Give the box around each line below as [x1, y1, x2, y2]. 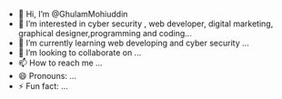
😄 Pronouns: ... [17, 71, 77, 81]
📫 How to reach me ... [17, 57, 103, 68]
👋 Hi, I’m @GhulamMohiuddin [17, 9, 128, 19]
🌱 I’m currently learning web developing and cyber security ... [17, 37, 250, 48]
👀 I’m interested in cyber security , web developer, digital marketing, [17, 18, 274, 29]
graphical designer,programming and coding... [17, 28, 193, 38]
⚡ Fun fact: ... [17, 81, 68, 91]
